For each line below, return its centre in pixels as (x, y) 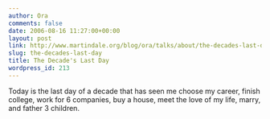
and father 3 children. (44, 108)
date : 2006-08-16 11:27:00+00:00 (64, 31)
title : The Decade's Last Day (59, 61)
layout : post (30, 38)
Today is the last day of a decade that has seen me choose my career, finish (134, 91)
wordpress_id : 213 (39, 68)
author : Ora (28, 16)
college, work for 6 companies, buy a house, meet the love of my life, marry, (135, 99)
